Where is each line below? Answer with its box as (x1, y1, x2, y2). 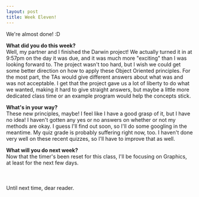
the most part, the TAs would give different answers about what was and (6, 73, 184, 80)
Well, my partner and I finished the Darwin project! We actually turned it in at (6, 48, 192, 55)
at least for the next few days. (6, 159, 79, 166)
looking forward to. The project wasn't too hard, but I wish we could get (6, 60, 181, 68)
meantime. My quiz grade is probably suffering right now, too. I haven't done (6, 128, 193, 136)
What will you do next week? (6, 146, 78, 154)
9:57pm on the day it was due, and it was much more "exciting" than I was (6, 54, 187, 62)
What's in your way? (6, 104, 58, 111)
